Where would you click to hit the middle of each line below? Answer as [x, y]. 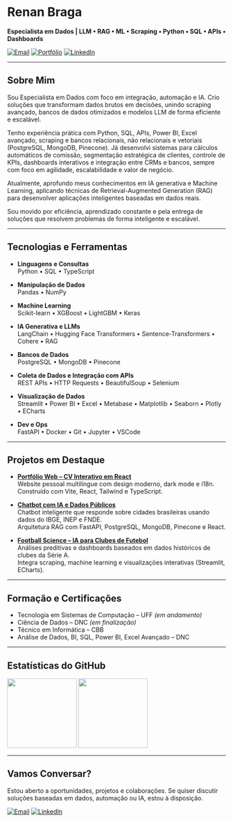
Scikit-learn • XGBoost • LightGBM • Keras [79, 312]
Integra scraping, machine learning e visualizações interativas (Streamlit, [121, 562]
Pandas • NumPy [42, 292]
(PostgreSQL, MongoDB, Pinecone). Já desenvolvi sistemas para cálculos [113, 147]
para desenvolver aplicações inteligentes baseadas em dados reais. [104, 198]
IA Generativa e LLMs [49, 326]
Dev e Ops [32, 424]
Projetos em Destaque [56, 460]
